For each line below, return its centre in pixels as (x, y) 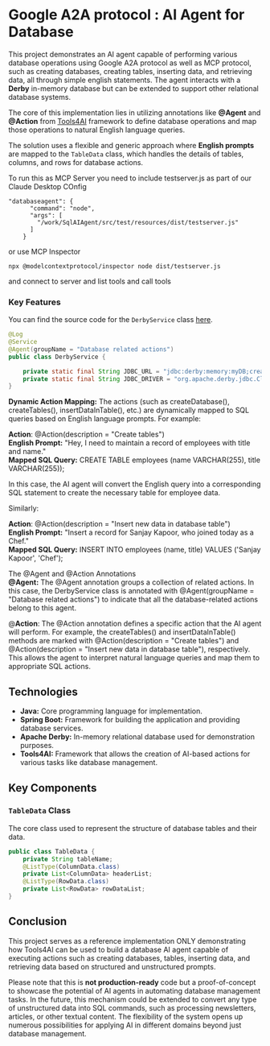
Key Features (35, 302)
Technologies (43, 691)
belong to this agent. (43, 608)
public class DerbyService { (57, 357)
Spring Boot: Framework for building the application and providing (130, 720)
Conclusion (38, 922)
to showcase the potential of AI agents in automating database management (135, 990)
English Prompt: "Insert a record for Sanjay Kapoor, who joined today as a (131, 532)
